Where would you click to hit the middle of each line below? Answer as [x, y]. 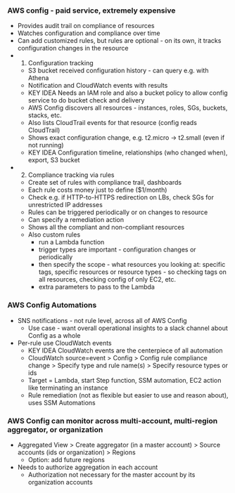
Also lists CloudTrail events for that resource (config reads [112, 123]
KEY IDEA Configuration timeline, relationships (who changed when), [128, 152]
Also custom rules [54, 235]
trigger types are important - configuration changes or [117, 250]
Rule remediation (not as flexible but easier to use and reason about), [128, 395]
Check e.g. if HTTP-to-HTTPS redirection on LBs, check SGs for [121, 197]
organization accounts [60, 482]
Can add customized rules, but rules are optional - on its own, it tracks [119, 41]
